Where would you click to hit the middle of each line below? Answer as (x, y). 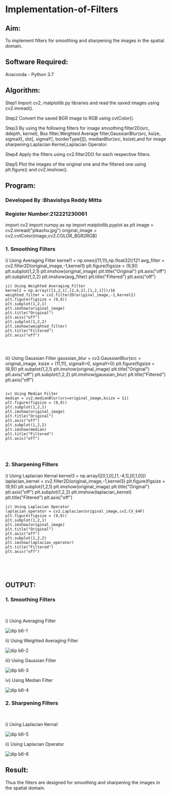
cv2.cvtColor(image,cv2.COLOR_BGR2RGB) (51, 236)
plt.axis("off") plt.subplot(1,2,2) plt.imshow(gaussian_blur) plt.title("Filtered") (86, 374)
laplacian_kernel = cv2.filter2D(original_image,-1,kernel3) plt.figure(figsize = (86, 481)
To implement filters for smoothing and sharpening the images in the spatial (85, 40)
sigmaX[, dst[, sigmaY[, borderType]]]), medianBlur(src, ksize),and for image (86, 139)
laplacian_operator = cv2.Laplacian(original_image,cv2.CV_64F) (75, 511)
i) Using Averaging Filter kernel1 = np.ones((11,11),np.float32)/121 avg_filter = (85, 260)
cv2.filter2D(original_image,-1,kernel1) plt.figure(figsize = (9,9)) (71, 266)
